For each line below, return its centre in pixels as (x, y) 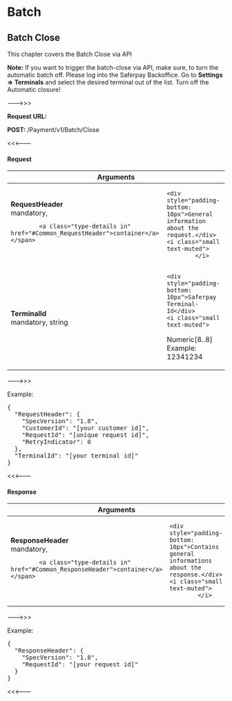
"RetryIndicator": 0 (56, 442)
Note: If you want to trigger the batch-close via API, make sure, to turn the (113, 67)
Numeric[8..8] (190, 339)
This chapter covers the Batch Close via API (70, 54)
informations (191, 561)
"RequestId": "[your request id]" (80, 665)
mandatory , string (39, 322)
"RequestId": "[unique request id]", (86, 435)
